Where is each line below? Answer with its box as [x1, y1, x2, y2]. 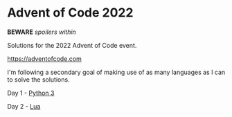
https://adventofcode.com [7, 54, 82, 63]
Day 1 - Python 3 [7, 89, 55, 97]
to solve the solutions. [7, 75, 71, 84]
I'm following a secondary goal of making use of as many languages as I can [7, 68, 226, 76]
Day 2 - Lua [7, 102, 41, 110]
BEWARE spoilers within [7, 28, 76, 36]
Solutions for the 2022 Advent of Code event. [7, 41, 137, 49]
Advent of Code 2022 [7, 5, 134, 21]
